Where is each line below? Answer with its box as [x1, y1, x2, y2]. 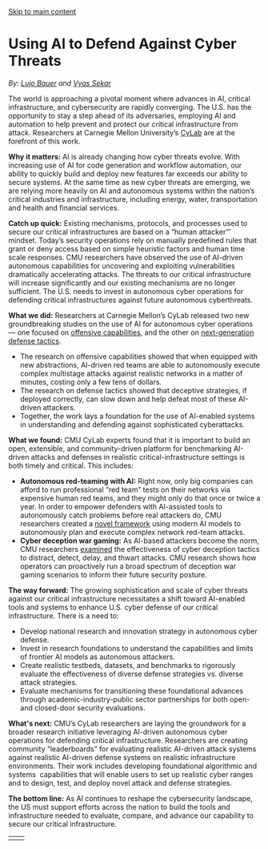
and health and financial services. [8, 203, 120, 212]
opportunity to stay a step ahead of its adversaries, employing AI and [8, 111, 236, 120]
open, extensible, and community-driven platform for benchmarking [8, 444, 232, 453]
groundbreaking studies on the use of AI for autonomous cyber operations [8, 319, 254, 328]
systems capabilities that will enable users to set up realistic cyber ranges [8, 769, 254, 779]
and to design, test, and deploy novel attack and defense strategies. [8, 778, 232, 787]
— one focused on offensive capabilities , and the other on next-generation [8, 328, 254, 337]
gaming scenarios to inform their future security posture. [19, 569, 207, 579]
